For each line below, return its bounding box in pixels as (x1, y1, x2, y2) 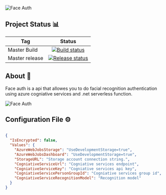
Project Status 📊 (5, 20, 60, 29)
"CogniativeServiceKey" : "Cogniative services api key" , (14, 166, 137, 171)
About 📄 (5, 72, 31, 81)
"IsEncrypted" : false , (10, 138, 58, 143)
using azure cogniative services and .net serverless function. (5, 90, 133, 96)
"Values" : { (10, 143, 35, 148)
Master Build (8, 46, 38, 53)
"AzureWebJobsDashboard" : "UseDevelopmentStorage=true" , (14, 152, 137, 157)
